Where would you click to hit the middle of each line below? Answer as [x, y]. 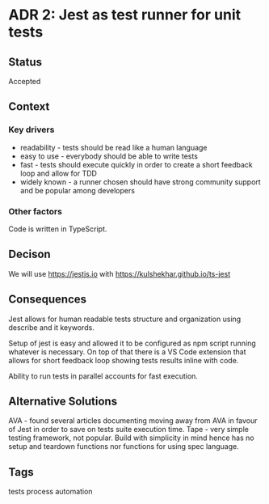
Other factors [36, 211]
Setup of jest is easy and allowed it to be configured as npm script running [132, 343]
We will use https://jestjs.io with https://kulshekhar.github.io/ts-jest [120, 273]
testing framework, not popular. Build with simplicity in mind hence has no [131, 438]
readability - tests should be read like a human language [113, 147]
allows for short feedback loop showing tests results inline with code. [124, 360]
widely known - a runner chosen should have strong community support [140, 182]
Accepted [25, 81]
